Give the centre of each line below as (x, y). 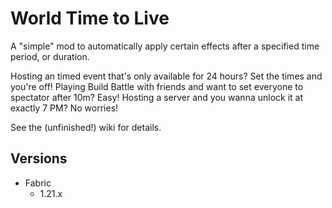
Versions (39, 158)
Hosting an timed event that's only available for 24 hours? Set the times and (166, 76)
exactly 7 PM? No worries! (64, 108)
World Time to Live (90, 18)
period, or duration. (50, 56)
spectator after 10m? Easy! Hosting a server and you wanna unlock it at (157, 97)
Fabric (38, 183)
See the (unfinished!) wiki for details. (86, 127)
